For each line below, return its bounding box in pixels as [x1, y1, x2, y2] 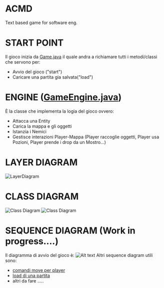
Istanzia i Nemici [12, 128, 46, 134]
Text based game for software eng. [5, 20, 77, 26]
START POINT [5, 37, 64, 49]
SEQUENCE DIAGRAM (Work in [5, 225, 136, 236]
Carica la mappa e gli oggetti [12, 123, 72, 129]
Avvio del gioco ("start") [12, 69, 62, 75]
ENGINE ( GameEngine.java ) [5, 92, 122, 103]
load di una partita [12, 272, 50, 278]
